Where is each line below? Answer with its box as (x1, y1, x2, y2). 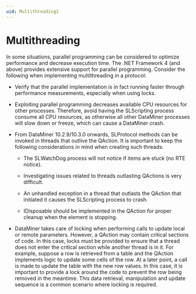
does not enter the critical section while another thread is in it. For (14, 244, 174, 251)
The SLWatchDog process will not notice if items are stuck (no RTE (23, 155, 186, 162)
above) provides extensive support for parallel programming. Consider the (6, 66, 186, 73)
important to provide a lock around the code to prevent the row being (14, 268, 182, 275)
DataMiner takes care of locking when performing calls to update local (14, 225, 185, 232)
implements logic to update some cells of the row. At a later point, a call (14, 256, 188, 263)
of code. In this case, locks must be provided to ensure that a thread (14, 237, 180, 244)
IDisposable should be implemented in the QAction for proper (23, 207, 172, 214)
